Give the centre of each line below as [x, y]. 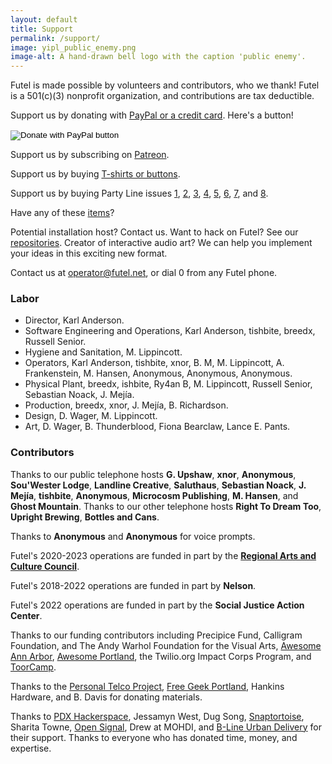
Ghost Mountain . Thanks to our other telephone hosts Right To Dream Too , [166, 506]
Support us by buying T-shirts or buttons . [95, 174]
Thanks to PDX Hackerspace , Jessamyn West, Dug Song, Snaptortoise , [157, 716]
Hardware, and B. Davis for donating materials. [106, 697]
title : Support [42, 29]
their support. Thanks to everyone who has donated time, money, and [154, 737]
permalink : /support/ [55, 38]
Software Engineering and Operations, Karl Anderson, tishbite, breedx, [170, 331]
